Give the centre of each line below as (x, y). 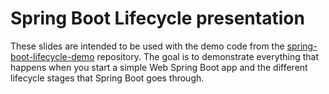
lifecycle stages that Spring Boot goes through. (107, 78)
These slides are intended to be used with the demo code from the (147, 46)
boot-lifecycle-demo (52, 56)
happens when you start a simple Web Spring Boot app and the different (159, 67)
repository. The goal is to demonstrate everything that (208, 56)
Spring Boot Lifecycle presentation (157, 18)
